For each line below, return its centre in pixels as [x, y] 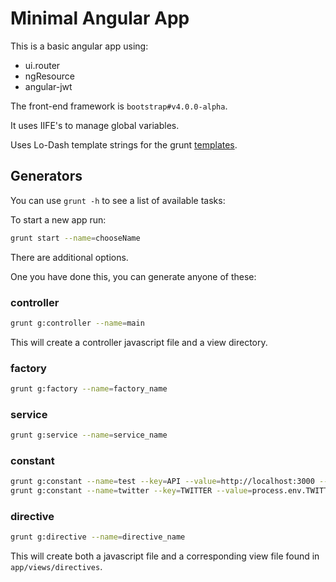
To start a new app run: [58, 219]
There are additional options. [69, 257]
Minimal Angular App [100, 18]
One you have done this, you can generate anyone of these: [133, 276]
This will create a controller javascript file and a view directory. [139, 342]
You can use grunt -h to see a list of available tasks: [118, 200]
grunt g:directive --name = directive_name [98, 537]
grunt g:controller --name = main [77, 323]
